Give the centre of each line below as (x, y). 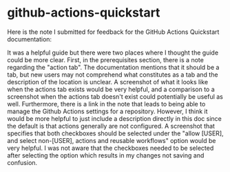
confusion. (22, 162)
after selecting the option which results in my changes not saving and (106, 155)
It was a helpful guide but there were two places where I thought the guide (113, 52)
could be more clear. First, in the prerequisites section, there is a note (106, 59)
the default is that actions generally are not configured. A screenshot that (111, 126)
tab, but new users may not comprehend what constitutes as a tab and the (113, 75)
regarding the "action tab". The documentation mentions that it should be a (113, 67)
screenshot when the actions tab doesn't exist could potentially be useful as (115, 96)
